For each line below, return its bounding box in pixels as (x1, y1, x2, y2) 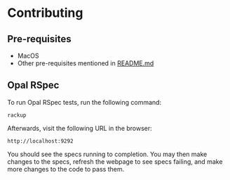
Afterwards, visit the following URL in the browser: (7, 124, 152, 132)
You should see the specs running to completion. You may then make (7, 150, 208, 158)
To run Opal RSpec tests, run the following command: (7, 98, 162, 106)
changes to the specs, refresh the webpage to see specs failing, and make (7, 157, 223, 166)
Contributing (7, 5, 83, 21)
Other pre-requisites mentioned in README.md (17, 59, 154, 67)
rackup (7, 111, 27, 119)
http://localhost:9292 (7, 137, 74, 145)
